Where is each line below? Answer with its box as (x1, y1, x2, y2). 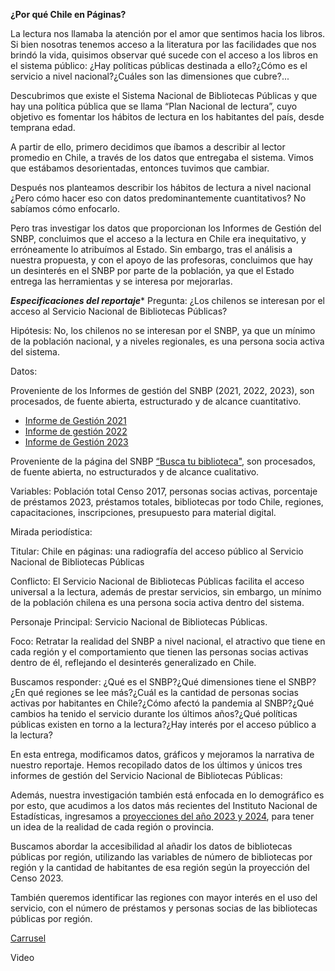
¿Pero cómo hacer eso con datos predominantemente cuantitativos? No (10, 192, 307, 204)
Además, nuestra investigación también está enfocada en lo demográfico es (10, 789, 325, 801)
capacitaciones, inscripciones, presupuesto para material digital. (10, 507, 277, 518)
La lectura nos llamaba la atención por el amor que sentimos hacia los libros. (10, 28, 326, 39)
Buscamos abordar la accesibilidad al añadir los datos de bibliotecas (10, 840, 293, 852)
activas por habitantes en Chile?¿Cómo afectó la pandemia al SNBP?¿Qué (10, 697, 315, 709)
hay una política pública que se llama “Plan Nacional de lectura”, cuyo (10, 100, 298, 112)
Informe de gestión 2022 (24, 425, 128, 437)
